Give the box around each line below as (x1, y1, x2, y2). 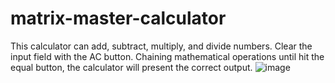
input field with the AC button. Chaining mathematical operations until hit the (10, 50, 325, 62)
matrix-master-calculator (10, 7, 227, 30)
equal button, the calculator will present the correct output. (10, 61, 253, 73)
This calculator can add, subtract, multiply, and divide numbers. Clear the (10, 40, 313, 52)
